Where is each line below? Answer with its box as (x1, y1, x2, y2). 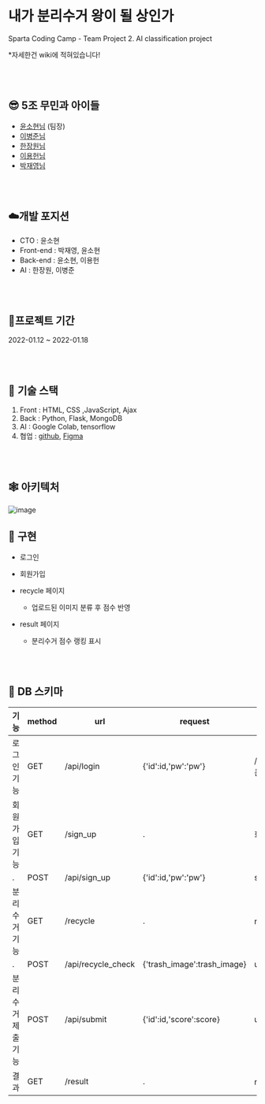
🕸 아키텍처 (8, 480, 60, 493)
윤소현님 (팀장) (19, 121, 65, 131)
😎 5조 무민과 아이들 (8, 99, 100, 113)
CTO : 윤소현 (19, 236, 60, 245)
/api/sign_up (64, 872, 110, 883)
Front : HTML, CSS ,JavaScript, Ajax (19, 405, 137, 414)
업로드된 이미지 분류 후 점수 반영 (31, 602, 131, 611)
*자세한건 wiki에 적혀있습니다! (8, 50, 101, 59)
